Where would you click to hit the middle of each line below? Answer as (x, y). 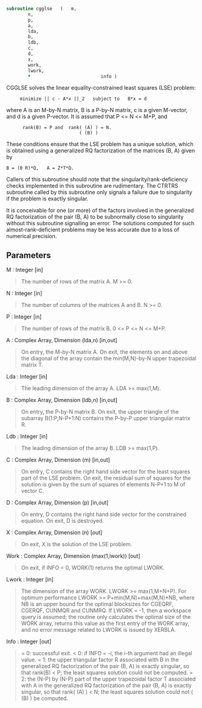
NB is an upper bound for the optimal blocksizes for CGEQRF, (97, 604)
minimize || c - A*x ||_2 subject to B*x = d (83, 99)
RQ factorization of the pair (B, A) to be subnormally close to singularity (95, 217)
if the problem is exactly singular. (47, 199)
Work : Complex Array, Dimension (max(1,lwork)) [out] (73, 556)
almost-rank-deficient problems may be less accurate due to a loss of (93, 230)
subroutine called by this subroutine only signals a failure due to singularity (99, 192)
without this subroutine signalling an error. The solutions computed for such (100, 223)
